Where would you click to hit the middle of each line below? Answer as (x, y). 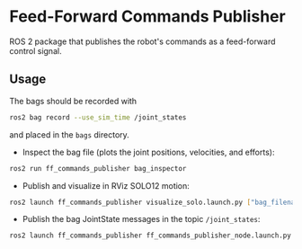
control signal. (36, 50)
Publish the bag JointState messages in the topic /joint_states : (141, 219)
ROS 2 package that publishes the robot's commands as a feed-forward (142, 41)
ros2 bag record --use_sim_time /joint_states (98, 117)
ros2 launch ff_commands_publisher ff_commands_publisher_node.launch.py (151, 236)
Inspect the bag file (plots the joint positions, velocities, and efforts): (148, 152)
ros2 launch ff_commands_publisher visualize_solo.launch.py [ (130, 202)
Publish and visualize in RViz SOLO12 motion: (106, 185)
